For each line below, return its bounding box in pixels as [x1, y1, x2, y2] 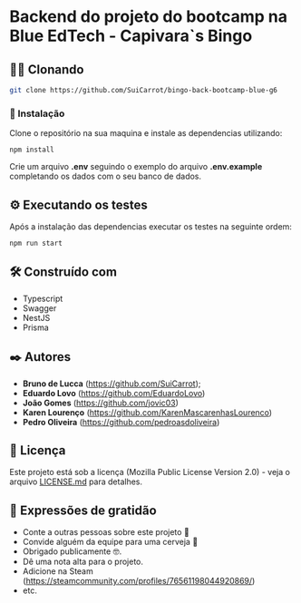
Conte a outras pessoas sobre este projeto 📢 [22, 527, 190, 538]
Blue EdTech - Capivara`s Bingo [9, 25, 253, 46]
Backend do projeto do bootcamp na [9, 6, 288, 27]
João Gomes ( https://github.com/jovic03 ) [22, 397, 180, 408]
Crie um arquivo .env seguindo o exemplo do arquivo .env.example [9, 161, 263, 172]
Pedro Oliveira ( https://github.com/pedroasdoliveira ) [22, 416, 220, 427]
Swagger [22, 302, 57, 314]
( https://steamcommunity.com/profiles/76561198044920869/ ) [22, 576, 256, 587]
